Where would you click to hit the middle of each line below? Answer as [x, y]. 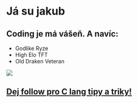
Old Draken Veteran [40, 61]
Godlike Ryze [32, 48]
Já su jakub [36, 11]
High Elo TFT [31, 55]
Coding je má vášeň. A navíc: [62, 34]
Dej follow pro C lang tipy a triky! [69, 92]
